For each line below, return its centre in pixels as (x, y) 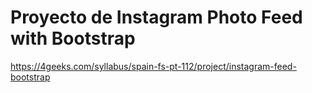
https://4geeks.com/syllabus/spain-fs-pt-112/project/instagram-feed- (153, 66)
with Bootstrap (73, 38)
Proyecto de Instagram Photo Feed (156, 17)
